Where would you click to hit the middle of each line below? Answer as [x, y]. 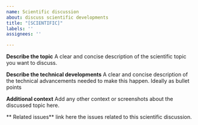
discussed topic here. [33, 105]
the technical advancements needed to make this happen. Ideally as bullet [98, 81]
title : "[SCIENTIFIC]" [34, 23]
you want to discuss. [32, 63]
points [14, 87]
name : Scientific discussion [43, 12]
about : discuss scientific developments [58, 17]
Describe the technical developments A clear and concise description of [97, 75]
